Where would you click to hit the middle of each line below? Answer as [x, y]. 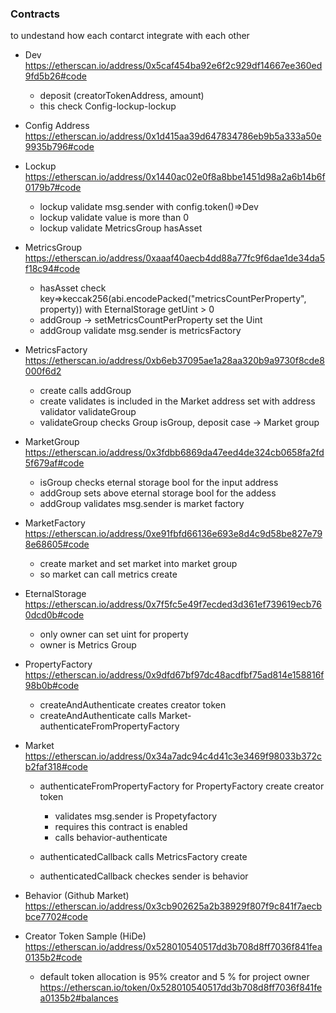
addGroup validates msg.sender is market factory [142, 504]
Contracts [35, 14]
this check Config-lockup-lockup [108, 106]
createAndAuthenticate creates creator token [133, 705]
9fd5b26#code [55, 76]
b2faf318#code [56, 767]
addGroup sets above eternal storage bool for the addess [158, 493]
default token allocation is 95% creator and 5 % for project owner [174, 977]
